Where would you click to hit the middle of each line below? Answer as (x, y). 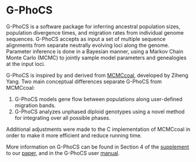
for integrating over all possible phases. (62, 117)
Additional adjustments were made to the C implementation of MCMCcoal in (98, 129)
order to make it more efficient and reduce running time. (74, 135)
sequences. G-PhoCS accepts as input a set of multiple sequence (86, 39)
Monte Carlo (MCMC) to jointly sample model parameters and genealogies (96, 58)
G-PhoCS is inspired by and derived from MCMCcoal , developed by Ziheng (97, 75)
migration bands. (35, 105)
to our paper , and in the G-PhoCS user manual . (63, 153)
